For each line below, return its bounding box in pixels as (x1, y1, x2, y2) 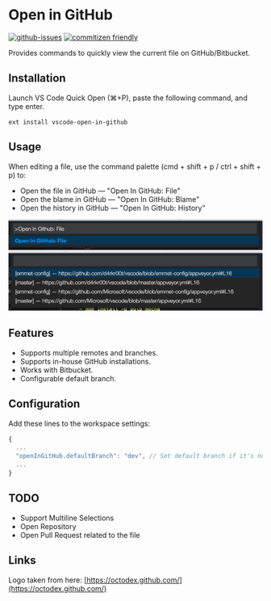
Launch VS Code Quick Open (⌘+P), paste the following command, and (8, 93, 248, 103)
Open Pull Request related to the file (19, 530, 140, 540)
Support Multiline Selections (19, 513, 115, 523)
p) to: (8, 170, 27, 179)
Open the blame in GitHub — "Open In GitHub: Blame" (19, 194, 200, 204)
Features (8, 326, 54, 340)
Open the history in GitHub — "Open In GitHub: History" (19, 203, 206, 212)
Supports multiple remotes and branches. (19, 347, 159, 357)
